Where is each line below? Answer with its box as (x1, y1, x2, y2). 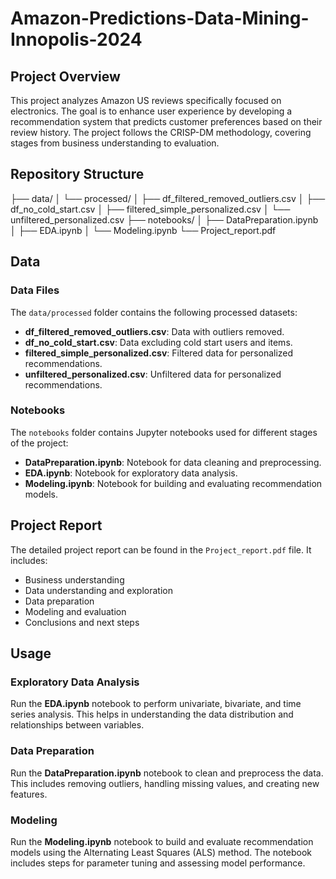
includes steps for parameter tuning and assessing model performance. (10, 857, 306, 869)
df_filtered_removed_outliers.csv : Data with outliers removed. (24, 325, 285, 337)
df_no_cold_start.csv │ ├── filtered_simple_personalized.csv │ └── (10, 203, 291, 215)
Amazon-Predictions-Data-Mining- (10, 7, 310, 30)
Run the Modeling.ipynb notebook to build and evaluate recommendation (10, 835, 314, 847)
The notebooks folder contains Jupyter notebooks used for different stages (10, 426, 318, 438)
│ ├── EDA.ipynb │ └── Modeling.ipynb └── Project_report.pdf (10, 224, 277, 236)
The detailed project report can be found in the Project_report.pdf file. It (10, 543, 312, 556)
